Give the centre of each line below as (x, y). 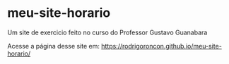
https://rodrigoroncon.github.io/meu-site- (162, 46)
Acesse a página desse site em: (54, 46)
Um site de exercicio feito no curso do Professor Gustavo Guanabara (107, 32)
